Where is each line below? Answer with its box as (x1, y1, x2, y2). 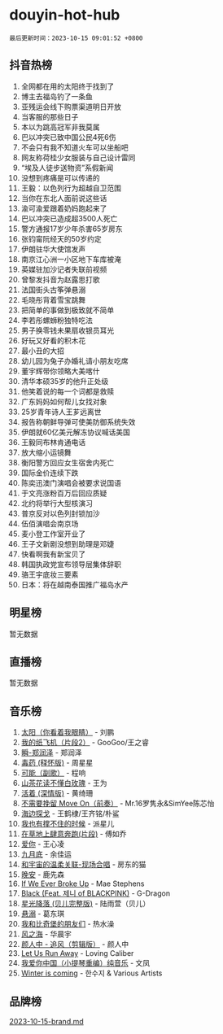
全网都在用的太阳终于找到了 (20, 81, 115, 91)
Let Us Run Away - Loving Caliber (20, 949, 134, 958)
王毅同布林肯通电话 (20, 437, 86, 447)
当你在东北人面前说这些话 (20, 193, 107, 203)
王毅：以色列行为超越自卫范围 (20, 183, 121, 193)
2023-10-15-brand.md (9, 1017, 84, 1026)
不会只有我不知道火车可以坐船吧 (20, 142, 129, 152)
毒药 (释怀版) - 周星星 (20, 758, 94, 768)
